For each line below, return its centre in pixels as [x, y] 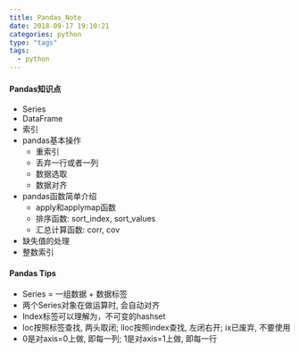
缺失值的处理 [46, 241]
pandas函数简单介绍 [59, 197]
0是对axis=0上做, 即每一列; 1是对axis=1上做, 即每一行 [120, 339]
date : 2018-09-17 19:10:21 [59, 26]
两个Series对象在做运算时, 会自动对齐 [91, 306]
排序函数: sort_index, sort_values [96, 219]
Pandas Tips [33, 273]
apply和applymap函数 [75, 207]
